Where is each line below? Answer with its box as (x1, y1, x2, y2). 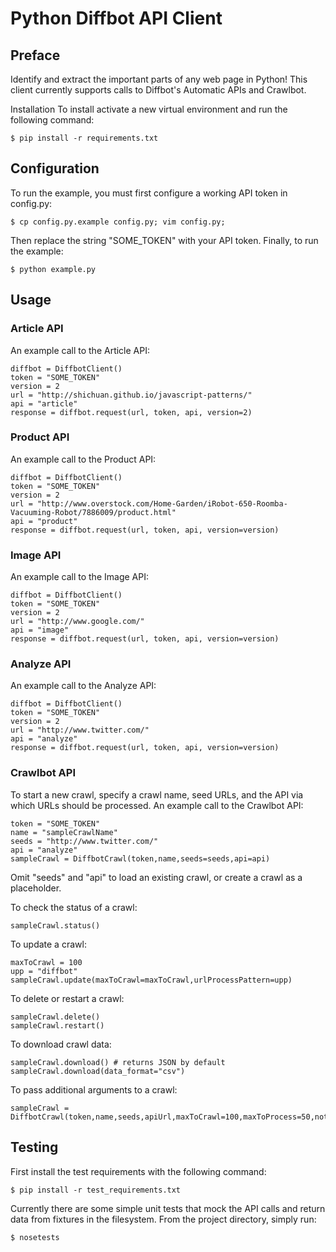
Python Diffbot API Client (10, 7, 223, 30)
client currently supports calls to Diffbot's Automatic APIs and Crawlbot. (10, 84, 307, 96)
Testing (10, 1139, 59, 1156)
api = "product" (10, 516, 78, 526)
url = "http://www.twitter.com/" (10, 725, 150, 736)
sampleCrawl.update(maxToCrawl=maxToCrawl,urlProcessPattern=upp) (10, 975, 293, 985)
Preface (10, 47, 61, 64)
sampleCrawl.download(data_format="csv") (10, 1066, 186, 1076)
